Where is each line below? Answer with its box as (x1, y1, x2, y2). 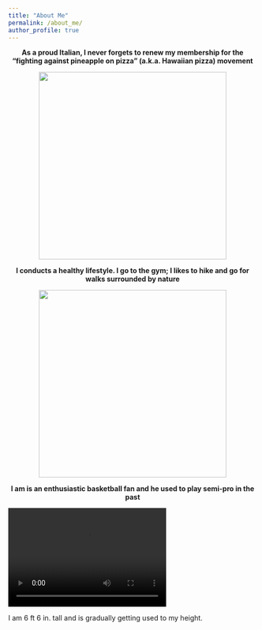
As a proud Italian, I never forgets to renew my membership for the (21, 48, 244, 58)
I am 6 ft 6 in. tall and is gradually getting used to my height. (8, 613, 203, 623)
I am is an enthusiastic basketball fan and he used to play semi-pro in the (10, 484, 255, 493)
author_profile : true (8, 26, 80, 34)
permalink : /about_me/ (8, 19, 83, 27)
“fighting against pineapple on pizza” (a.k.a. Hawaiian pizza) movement (12, 56, 253, 66)
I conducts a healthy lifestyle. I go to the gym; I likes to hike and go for (15, 266, 250, 276)
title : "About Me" (8, 11, 69, 20)
